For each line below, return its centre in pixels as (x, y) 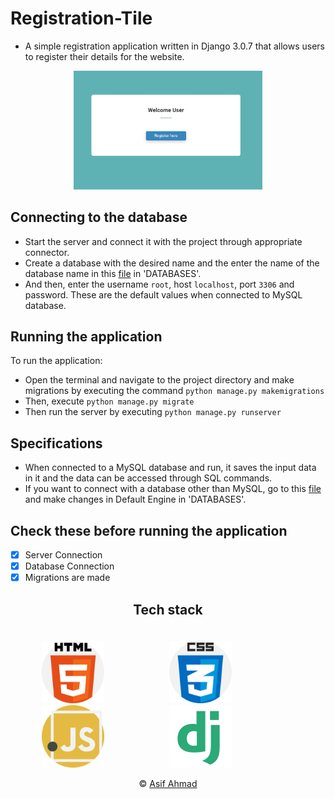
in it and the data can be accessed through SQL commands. (148, 478)
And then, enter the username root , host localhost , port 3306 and (159, 284)
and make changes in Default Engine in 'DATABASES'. (135, 499)
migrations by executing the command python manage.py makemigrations (174, 391)
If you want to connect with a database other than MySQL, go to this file (173, 489)
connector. (47, 252)
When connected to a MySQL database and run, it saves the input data (170, 468)
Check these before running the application (149, 530)
